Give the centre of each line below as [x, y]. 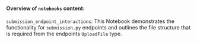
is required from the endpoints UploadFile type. [64, 34]
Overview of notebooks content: [45, 8]
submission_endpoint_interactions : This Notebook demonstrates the [90, 21]
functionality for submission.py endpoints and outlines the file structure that [99, 28]
